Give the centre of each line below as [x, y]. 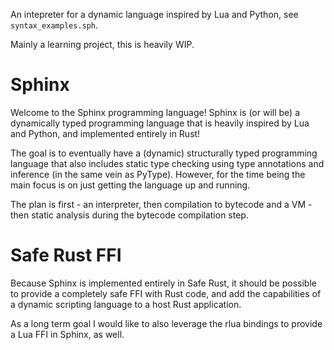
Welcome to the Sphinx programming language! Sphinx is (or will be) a [155, 112]
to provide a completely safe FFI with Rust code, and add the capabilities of [166, 293]
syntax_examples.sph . [54, 25]
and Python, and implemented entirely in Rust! [105, 133]
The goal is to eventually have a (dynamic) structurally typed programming [164, 153]
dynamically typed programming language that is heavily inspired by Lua [160, 123]
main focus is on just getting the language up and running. [130, 185]
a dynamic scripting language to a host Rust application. [126, 304]
